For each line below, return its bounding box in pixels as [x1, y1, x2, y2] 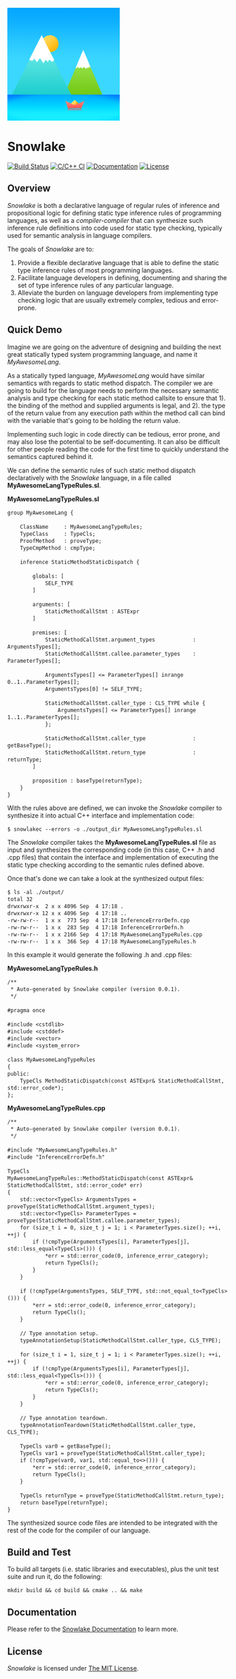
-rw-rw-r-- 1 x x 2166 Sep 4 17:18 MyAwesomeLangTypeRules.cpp [7, 931, 202, 938]
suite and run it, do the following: [7, 1573, 103, 1581]
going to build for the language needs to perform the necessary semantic [7, 386, 220, 395]
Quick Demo [7, 324, 63, 336]
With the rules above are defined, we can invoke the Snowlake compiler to [7, 803, 223, 812]
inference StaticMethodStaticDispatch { [20, 558, 140, 566]
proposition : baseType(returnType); [32, 777, 143, 784]
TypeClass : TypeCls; [20, 530, 96, 537]
